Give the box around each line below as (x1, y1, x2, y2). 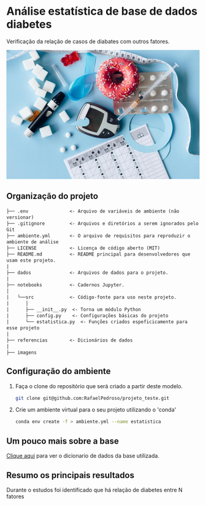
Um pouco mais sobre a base (6, 436, 120, 446)
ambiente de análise (6, 238, 59, 245)
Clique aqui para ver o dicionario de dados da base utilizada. (6, 452, 159, 460)
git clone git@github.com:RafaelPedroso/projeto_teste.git (15, 395, 170, 401)
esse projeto (6, 324, 40, 331)
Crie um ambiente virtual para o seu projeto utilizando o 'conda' (15, 406, 177, 413)
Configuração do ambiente (6, 366, 112, 377)
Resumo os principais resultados (6, 470, 135, 480)
